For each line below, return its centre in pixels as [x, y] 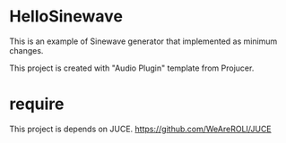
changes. [26, 50]
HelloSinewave [66, 17]
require [37, 104]
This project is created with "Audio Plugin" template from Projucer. [132, 68]
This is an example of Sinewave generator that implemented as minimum [143, 41]
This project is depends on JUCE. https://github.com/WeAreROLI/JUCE [140, 129]
